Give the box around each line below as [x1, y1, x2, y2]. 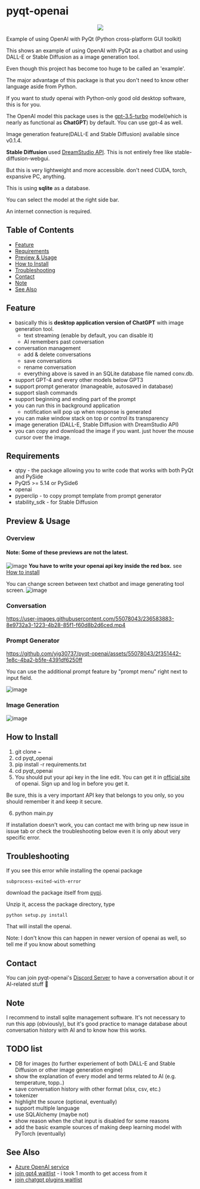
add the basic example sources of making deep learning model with [14, 1123, 182, 1131]
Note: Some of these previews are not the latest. [6, 549, 128, 556]
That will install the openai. [6, 923, 72, 930]
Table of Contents [6, 225, 75, 235]
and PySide [14, 473, 44, 480]
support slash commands [14, 389, 78, 396]
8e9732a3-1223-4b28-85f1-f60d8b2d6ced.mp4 [6, 622, 126, 629]
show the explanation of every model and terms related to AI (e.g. [14, 1072, 176, 1080]
